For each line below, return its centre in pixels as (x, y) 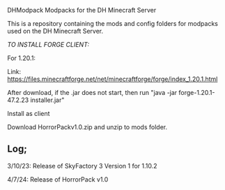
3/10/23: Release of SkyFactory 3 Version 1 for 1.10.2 (83, 166)
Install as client (29, 114)
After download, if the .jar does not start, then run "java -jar (92, 93)
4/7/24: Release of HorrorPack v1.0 (58, 179)
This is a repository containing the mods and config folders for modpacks (113, 23)
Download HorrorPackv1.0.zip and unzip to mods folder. (87, 127)
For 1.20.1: (22, 58)
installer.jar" (47, 100)
